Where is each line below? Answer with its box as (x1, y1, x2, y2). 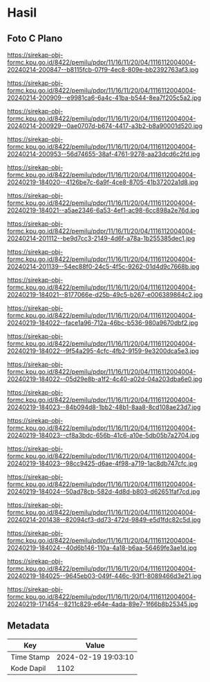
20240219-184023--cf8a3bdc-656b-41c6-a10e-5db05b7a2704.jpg (7, 431, 200, 439)
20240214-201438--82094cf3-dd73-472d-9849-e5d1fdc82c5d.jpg (7, 516, 201, 523)
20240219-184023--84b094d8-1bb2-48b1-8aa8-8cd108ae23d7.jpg (7, 403, 201, 411)
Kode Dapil (10, 663, 46, 673)
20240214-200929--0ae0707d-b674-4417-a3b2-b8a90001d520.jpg (7, 122, 202, 129)
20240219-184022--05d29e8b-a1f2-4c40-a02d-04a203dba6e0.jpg (7, 375, 202, 383)
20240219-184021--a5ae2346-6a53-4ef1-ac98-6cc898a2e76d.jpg (7, 206, 200, 214)
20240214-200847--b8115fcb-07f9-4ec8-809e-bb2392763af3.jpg (7, 66, 199, 73)
